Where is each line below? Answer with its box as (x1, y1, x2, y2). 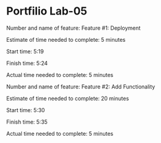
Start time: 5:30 (6, 106, 45, 113)
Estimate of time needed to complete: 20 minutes (6, 95, 129, 102)
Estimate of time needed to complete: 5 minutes (6, 36, 126, 43)
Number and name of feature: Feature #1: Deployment (6, 24, 141, 32)
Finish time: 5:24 (6, 59, 48, 67)
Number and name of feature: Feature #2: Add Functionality (6, 83, 156, 90)
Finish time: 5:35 (6, 118, 48, 125)
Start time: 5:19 (6, 47, 44, 55)
